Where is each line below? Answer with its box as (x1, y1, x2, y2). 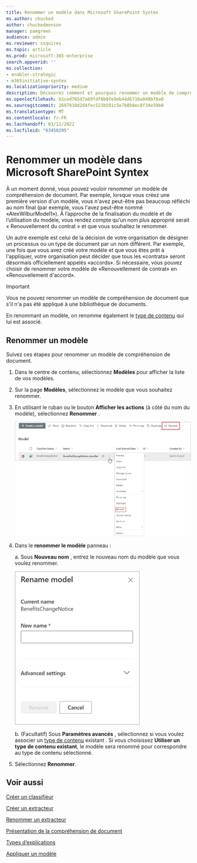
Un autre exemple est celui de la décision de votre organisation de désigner (6, 234, 189, 241)
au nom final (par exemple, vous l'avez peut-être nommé (6, 204, 143, 211)
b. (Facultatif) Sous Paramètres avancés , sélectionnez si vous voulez (14, 730, 185, 737)
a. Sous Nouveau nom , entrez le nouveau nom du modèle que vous (14, 553, 180, 560)
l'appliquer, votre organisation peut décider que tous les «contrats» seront (6, 253, 185, 260)
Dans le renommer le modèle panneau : (14, 541, 111, 549)
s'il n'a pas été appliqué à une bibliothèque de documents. (6, 300, 148, 308)
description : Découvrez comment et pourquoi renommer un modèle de (6, 90, 175, 96)
